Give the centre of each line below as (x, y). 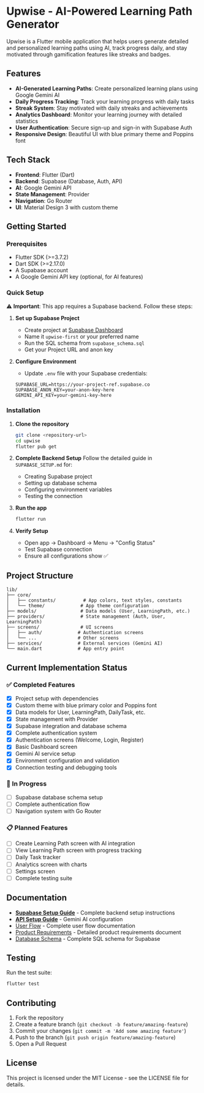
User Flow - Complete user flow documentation (75, 926)
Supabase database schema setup (59, 797)
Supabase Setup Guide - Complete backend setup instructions (95, 913)
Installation (24, 410)
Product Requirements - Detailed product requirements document (98, 932)
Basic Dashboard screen (46, 747)
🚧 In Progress (27, 784)
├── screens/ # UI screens (60, 627)
